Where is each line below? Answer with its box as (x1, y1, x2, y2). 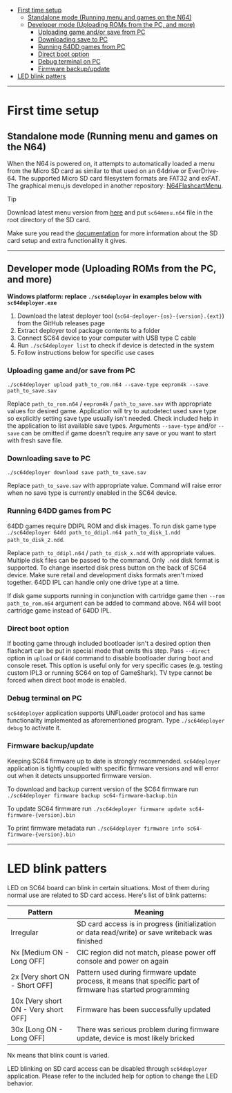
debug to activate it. (7, 723, 61, 732)
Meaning (134, 907, 164, 916)
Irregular (10, 928, 39, 937)
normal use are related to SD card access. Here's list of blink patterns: (7, 891, 207, 899)
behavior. (7, 1079, 34, 1087)
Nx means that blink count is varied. (7, 1051, 110, 1059)
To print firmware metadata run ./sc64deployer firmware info (7, 824, 184, 832)
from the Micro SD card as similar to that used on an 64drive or (7, 167, 187, 175)
